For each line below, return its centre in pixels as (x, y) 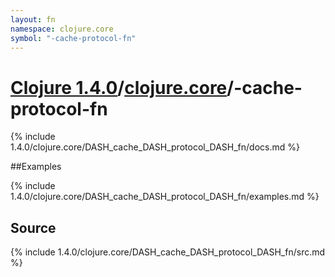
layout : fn (33, 19)
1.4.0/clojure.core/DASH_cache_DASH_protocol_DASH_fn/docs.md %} (155, 147)
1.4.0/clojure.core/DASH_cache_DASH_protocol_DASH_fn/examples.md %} (165, 197)
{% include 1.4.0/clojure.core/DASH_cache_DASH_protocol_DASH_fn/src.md (168, 252)
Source (33, 227)
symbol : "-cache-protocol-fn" (73, 38)
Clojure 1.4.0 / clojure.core (119, 87)
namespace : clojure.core (62, 29)
